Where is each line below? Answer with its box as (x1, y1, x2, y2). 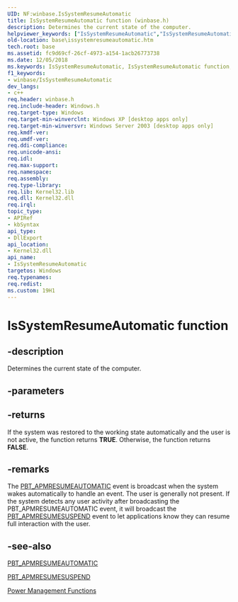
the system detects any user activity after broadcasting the (7, 497, 180, 506)
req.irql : (7, 201, 37, 209)
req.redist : (7, 280, 42, 288)
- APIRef (7, 215, 33, 222)
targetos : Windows (7, 267, 62, 274)
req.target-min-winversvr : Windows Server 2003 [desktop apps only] (7, 122, 214, 130)
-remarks (7, 463, 50, 475)
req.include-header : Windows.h (7, 103, 100, 110)
